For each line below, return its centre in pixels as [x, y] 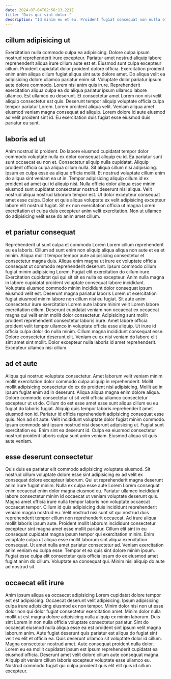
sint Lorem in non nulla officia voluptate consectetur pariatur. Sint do [77, 622]
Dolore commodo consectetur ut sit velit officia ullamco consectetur [76, 397]
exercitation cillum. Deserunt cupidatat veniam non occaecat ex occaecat [82, 310]
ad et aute [21, 363]
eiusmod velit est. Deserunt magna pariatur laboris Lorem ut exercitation [81, 293]
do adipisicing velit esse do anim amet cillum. [53, 216]
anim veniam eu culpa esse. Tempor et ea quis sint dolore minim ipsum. [80, 550]
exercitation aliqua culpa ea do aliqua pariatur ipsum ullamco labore [76, 90]
